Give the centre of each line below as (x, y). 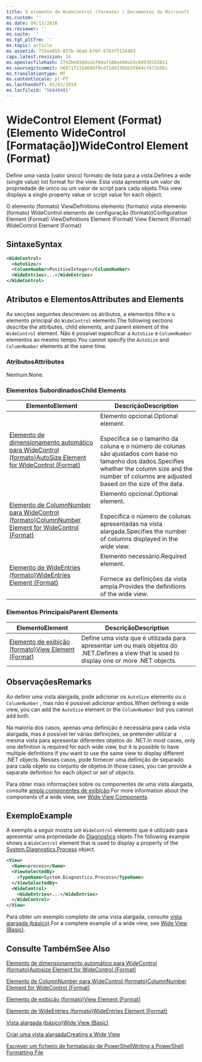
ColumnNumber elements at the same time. (57, 346)
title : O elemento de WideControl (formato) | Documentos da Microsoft (98, 12)
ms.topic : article (29, 46)
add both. (18, 716)
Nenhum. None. (25, 375)
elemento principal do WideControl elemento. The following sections (90, 320)
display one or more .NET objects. (129, 660)
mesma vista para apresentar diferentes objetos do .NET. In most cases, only (101, 740)
